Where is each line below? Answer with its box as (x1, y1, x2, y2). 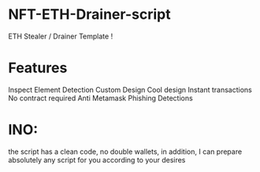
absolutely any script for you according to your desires (8, 155, 186, 164)
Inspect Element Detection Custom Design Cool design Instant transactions (8, 85, 252, 94)
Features (8, 59, 68, 77)
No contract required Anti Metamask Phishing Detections (8, 93, 193, 103)
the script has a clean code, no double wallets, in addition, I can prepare (8, 147, 243, 156)
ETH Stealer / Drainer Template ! (8, 31, 113, 41)
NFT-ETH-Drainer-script (8, 5, 171, 24)
